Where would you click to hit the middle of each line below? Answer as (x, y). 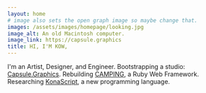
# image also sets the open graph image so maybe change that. (103, 20)
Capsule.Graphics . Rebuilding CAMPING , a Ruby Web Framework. (103, 74)
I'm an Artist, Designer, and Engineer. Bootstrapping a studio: (96, 67)
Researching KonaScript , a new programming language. (89, 81)
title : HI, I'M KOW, (38, 46)
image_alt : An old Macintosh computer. (66, 33)
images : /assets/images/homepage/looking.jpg (75, 27)
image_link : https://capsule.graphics (64, 40)
